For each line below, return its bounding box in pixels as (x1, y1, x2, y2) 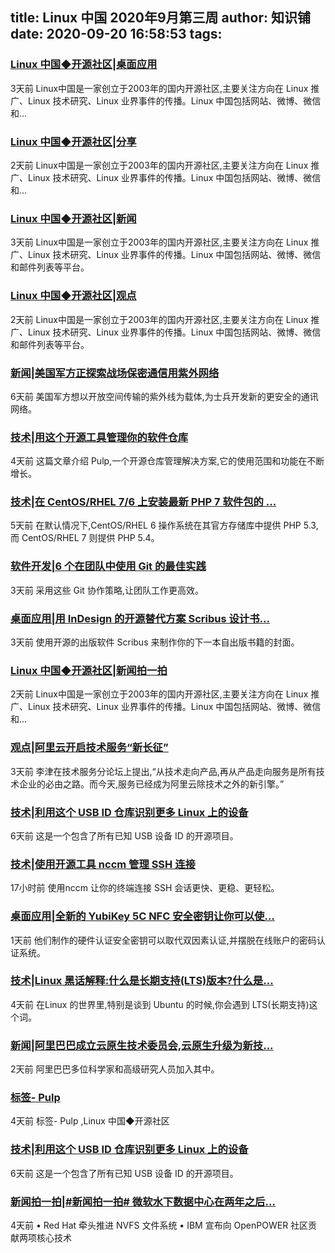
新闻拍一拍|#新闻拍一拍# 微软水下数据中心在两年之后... (10, 1194, 276, 1208)
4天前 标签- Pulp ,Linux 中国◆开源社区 (10, 1115, 170, 1127)
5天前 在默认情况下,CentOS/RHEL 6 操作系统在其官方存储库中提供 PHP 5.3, (10, 519, 319, 532)
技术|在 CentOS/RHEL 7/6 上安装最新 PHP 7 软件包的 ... (10, 495, 277, 509)
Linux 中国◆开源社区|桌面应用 (10, 58, 158, 72)
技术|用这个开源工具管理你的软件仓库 (10, 430, 189, 444)
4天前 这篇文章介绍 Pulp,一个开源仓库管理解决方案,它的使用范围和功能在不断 (10, 455, 325, 467)
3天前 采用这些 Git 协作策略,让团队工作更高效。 (10, 584, 204, 596)
